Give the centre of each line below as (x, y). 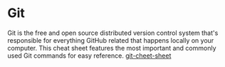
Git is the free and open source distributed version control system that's (113, 33)
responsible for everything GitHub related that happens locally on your (111, 40)
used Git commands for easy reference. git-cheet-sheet (89, 56)
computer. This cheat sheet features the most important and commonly (112, 48)
